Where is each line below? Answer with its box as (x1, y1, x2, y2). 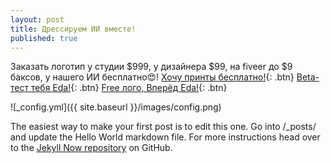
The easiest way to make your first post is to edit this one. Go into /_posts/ (10, 121, 317, 133)
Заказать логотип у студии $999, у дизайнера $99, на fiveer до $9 (10, 61, 293, 73)
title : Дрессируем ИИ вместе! (10, 24, 137, 34)
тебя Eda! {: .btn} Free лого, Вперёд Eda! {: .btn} (30, 82, 228, 94)
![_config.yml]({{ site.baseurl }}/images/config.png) (10, 101, 222, 113)
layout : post (10, 14, 65, 25)
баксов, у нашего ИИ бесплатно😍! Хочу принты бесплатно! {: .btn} (10, 71, 295, 83)
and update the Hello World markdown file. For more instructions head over (10, 131, 321, 143)
